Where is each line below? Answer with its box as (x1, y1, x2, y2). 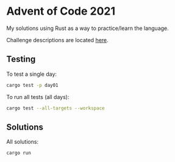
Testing (6, 54, 36, 65)
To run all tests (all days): (6, 93, 70, 100)
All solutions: (6, 138, 38, 145)
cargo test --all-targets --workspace (6, 105, 105, 111)
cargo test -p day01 (6, 82, 59, 88)
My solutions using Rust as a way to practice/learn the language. (6, 24, 169, 32)
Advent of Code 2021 (6, 4, 116, 18)
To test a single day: (6, 70, 57, 78)
